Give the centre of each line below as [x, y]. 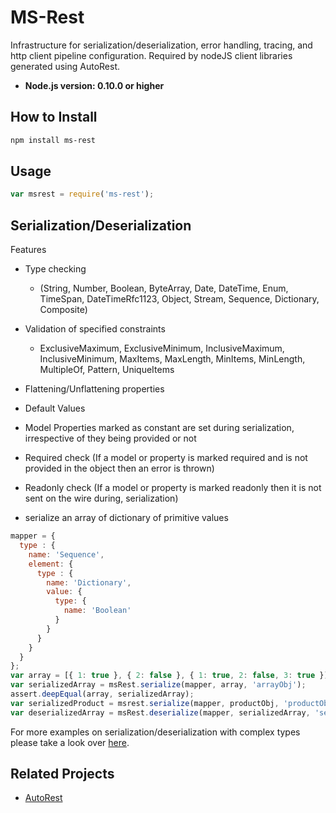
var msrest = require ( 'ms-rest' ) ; [82, 194]
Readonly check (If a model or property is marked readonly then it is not [173, 488]
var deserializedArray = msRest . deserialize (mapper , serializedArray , [160, 712]
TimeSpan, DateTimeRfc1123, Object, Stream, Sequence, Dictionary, [179, 299]
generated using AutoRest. [65, 66]
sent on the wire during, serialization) [101, 498]
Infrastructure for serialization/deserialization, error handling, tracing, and [161, 45]
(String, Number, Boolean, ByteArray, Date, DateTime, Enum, [164, 288]
